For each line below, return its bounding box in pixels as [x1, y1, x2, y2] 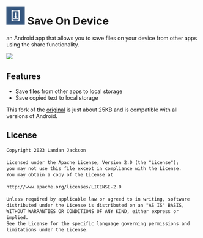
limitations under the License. [6, 226, 89, 232]
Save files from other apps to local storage [15, 87, 123, 95]
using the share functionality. [6, 40, 79, 48]
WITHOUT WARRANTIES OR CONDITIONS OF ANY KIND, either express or [6, 208, 179, 214]
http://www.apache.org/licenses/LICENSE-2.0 [6, 184, 122, 190]
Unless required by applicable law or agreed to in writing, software [6, 196, 190, 202]
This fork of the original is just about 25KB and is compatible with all [6, 106, 178, 113]
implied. [6, 214, 29, 220]
